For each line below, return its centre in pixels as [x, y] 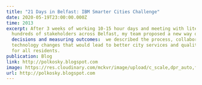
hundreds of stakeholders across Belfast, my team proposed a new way [102, 34]
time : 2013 [20, 23]
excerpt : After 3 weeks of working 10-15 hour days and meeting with [95, 28]
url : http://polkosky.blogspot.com [51, 73]
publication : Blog [29, 56]
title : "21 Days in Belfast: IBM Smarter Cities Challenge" [83, 12]
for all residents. [36, 51]
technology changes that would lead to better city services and [95, 45]
